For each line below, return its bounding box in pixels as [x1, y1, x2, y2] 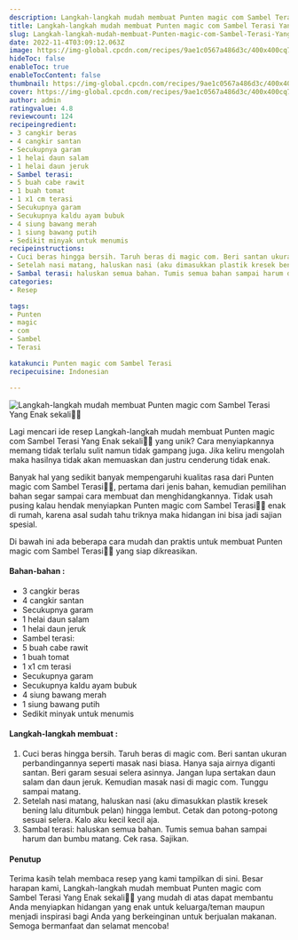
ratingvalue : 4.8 [9, 104, 74, 113]
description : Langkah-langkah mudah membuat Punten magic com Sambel [9, 12, 272, 22]
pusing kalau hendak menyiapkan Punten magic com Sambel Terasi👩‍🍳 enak [9, 499, 286, 511]
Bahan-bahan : [9, 566, 66, 577]
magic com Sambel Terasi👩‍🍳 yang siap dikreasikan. [9, 546, 198, 556]
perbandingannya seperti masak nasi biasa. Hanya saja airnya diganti [21, 757, 276, 769]
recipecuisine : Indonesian [9, 367, 109, 376]
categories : [9, 277, 53, 286]
